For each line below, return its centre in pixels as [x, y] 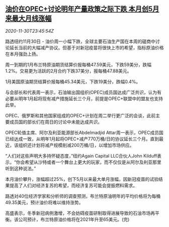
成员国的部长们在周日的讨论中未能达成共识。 [56, 122]
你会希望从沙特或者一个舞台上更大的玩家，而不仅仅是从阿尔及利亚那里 [89, 162]
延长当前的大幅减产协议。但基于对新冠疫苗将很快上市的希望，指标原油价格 [87, 47]
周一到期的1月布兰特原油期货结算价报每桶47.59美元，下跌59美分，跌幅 [78, 64]
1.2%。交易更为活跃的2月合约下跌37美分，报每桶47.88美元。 [68, 71]
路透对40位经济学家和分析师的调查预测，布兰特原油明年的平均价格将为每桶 [83, 196]
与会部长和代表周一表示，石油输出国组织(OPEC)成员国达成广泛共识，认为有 [83, 92]
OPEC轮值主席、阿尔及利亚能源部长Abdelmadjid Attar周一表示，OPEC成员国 [84, 132]
